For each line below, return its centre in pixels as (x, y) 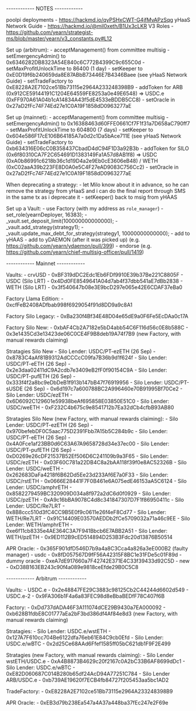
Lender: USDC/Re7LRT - (36, 506)
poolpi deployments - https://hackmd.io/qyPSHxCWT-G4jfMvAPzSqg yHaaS (98, 20)
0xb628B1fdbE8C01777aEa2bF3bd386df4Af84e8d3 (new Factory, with (92, 614)
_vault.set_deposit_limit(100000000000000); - (62, 221)
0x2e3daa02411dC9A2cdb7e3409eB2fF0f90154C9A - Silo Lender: (87, 370)
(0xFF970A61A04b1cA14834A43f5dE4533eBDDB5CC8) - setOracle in (91, 100)
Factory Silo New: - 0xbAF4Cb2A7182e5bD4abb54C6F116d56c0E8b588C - (97, 327)
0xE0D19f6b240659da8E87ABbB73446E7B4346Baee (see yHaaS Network (97, 75)
